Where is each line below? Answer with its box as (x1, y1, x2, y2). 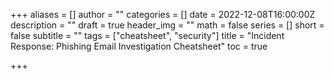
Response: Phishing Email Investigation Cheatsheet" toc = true (10, 40, 268, 52)
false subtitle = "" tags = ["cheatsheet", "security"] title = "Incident (10, 30, 285, 41)
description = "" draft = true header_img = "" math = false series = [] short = (10, 19, 325, 31)
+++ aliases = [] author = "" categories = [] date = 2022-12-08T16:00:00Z (10, 9, 316, 20)
